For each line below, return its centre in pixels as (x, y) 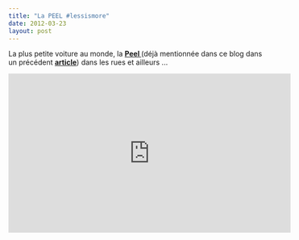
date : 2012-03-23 (37, 23)
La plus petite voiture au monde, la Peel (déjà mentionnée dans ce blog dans (135, 54)
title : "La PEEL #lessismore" (59, 16)
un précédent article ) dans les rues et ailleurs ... (88, 62)
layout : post (30, 31)
